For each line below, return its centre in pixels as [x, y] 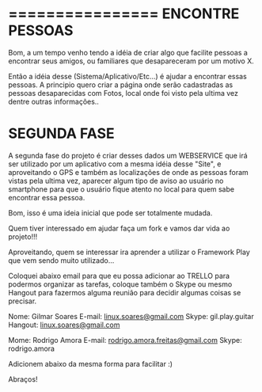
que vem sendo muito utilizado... [61, 260]
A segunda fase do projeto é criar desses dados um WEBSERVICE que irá [128, 155]
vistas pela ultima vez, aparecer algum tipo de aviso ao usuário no [116, 181]
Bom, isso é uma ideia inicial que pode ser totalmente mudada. [110, 213]
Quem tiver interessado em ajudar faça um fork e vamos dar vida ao [119, 228]
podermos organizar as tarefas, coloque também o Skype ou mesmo [120, 284]
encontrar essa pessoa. [47, 197]
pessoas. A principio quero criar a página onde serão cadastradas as [121, 85]
